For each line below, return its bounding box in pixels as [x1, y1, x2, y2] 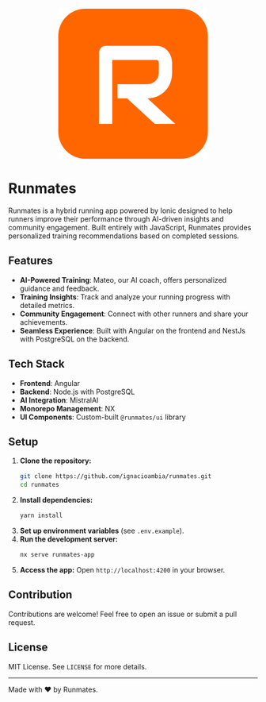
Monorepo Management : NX [19, 403, 116, 413]
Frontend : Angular [19, 378, 81, 388]
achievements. [19, 317, 68, 326]
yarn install [19, 511, 63, 520]
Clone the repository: [19, 456, 92, 465]
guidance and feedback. [19, 283, 100, 293]
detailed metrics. [19, 300, 75, 310]
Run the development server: [19, 534, 119, 544]
